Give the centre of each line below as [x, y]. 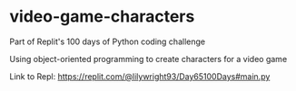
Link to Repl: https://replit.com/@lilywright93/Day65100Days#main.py [140, 76]
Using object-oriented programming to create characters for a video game [148, 59]
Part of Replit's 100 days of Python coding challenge [108, 41]
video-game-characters [102, 17]
